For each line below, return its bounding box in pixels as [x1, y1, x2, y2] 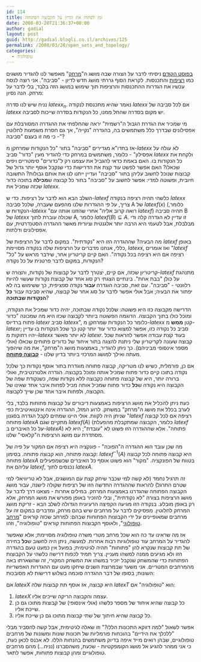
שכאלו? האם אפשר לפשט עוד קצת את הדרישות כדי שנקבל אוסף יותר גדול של [6, 163, 180, 171]
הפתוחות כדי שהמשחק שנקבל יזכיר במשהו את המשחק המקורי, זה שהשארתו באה [6, 557, 189, 564]
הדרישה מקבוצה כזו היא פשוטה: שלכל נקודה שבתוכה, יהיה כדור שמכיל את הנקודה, [6, 306, 191, 313]
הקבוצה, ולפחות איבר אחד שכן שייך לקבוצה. [6, 388, 105, 395]
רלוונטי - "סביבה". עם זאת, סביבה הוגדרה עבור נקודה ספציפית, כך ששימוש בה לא [6, 282, 191, 289]
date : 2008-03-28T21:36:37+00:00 [6, 20, 90, 26]
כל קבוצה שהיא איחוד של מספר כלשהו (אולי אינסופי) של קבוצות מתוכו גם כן [14, 599, 185, 607]
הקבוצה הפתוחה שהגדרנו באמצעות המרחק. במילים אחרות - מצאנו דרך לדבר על [6, 488, 187, 495]
